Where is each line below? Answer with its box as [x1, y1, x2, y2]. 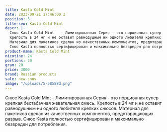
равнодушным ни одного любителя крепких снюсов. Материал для [5, 105, 149, 111]
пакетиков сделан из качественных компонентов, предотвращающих [5, 110, 154, 117]
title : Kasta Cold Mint [5, 7, 55, 12]
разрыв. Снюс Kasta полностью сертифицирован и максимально [5, 116, 144, 122]
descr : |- [5, 26, 26, 31]
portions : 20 [5, 58, 32, 63]
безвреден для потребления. [5, 121, 67, 127]
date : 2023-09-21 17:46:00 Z [5, 12, 66, 17]
